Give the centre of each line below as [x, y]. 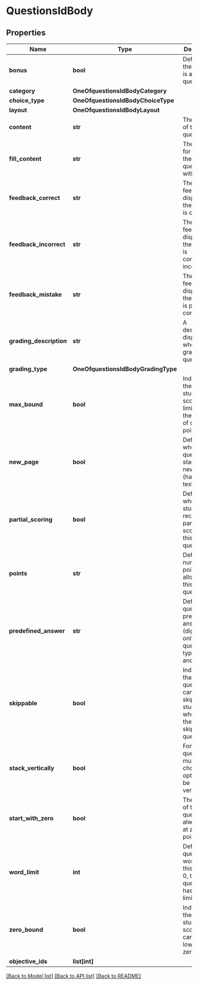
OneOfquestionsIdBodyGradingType [125, 369]
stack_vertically [32, 768]
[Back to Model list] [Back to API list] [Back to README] [74, 976]
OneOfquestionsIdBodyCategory [120, 91]
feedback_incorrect [37, 244]
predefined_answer [37, 631]
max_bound [26, 404]
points [18, 573]
